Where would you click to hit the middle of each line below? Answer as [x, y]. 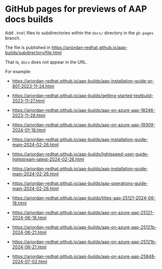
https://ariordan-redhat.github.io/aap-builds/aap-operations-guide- [80, 183]
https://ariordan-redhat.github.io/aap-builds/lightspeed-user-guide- [80, 154]
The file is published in [28, 47]
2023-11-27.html [28, 100]
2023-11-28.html [29, 115]
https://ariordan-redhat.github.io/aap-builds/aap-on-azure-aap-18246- [83, 110]
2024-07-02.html [30, 261]
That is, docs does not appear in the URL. [46, 62]
